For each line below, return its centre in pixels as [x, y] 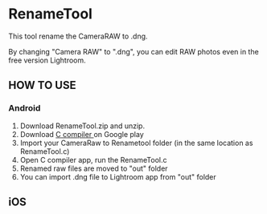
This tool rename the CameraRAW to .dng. [78, 36]
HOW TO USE [42, 85]
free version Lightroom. [47, 60]
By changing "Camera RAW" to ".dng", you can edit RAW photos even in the [133, 51]
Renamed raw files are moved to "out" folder [94, 168]
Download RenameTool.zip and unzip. [82, 126]
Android [25, 108]
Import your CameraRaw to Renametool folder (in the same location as [136, 143]
